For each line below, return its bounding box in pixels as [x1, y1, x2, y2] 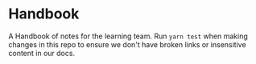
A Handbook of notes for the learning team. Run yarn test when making [8, 31, 248, 41]
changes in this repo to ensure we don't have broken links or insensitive [8, 39, 247, 49]
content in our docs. [8, 48, 75, 58]
